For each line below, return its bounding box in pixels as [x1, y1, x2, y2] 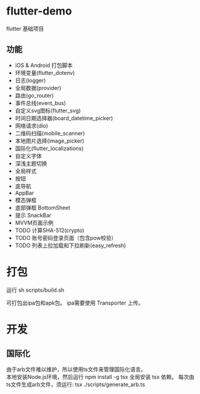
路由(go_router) [15, 92, 54, 99]
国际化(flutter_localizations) [15, 144, 84, 152]
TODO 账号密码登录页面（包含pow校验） [15, 234, 117, 241]
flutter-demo [6, 4, 73, 18]
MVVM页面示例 [15, 219, 54, 226]
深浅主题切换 [15, 160, 47, 167]
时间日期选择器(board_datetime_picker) [15, 114, 114, 121]
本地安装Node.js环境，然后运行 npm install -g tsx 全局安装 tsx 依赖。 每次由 [6, 373, 195, 380]
